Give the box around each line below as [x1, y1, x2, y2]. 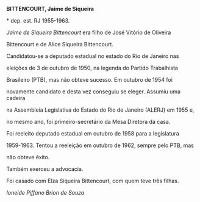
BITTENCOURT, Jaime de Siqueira [6, 5, 95, 12]
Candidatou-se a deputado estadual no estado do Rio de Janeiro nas [6, 52, 179, 60]
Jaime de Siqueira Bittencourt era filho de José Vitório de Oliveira [6, 29, 171, 36]
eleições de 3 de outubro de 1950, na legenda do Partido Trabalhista [6, 64, 179, 71]
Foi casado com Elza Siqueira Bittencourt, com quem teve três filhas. [6, 177, 179, 184]
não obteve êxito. [6, 154, 50, 161]
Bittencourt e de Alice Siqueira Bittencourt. [6, 41, 114, 48]
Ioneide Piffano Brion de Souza [6, 189, 85, 196]
